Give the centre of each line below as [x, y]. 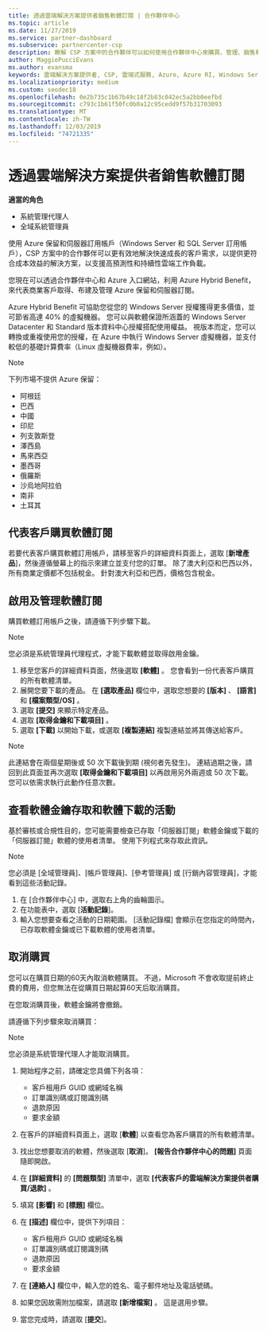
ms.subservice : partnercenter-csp [66, 45]
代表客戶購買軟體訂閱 [60, 533]
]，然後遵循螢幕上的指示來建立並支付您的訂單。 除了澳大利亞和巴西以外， [136, 563]
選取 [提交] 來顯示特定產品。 [66, 710]
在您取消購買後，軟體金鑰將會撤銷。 [68, 1004]
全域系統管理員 [44, 226]
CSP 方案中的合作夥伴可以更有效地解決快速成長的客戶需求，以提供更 [138, 253]
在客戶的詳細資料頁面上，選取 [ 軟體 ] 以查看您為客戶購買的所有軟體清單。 [139, 1134]
